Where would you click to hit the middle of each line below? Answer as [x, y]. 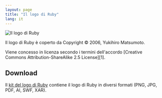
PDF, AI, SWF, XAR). [26, 90]
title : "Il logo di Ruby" [32, 14]
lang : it [14, 19]
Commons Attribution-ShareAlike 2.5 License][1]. [55, 57]
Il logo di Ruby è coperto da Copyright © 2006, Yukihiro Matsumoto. [75, 43]
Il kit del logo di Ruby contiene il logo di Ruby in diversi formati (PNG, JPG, [81, 85]
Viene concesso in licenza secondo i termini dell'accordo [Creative [74, 52]
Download [21, 73]
